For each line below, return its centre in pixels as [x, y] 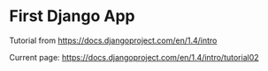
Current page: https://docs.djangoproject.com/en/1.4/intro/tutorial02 [134, 57]
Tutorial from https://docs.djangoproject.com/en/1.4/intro [113, 40]
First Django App [72, 16]
